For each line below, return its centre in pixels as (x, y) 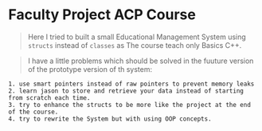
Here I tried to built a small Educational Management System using (137, 37)
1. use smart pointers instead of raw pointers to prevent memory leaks (131, 84)
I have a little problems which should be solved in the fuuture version (141, 61)
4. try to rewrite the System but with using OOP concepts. (110, 119)
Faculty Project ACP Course (102, 15)
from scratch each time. (49, 97)
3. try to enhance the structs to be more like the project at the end (129, 105)
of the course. (33, 112)
